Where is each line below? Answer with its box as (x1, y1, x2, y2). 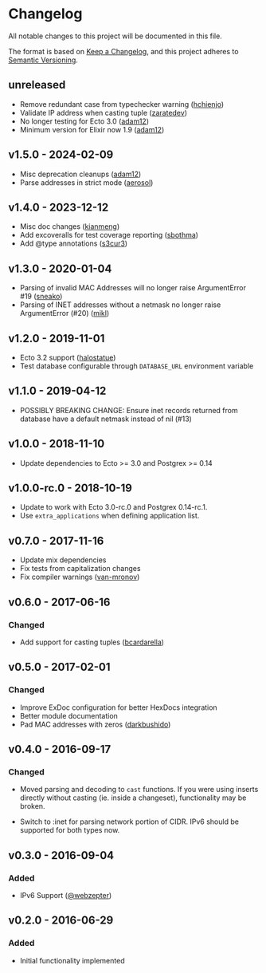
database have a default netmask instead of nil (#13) (19, 414, 193, 423)
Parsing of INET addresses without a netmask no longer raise (19, 300, 221, 309)
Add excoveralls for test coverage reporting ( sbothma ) (19, 230, 199, 240)
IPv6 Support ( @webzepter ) (19, 891, 112, 900)
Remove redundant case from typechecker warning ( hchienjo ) (19, 99, 225, 108)
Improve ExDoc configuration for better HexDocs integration (19, 703, 217, 712)
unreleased (8, 78, 66, 92)
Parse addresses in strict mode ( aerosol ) (19, 177, 154, 187)
